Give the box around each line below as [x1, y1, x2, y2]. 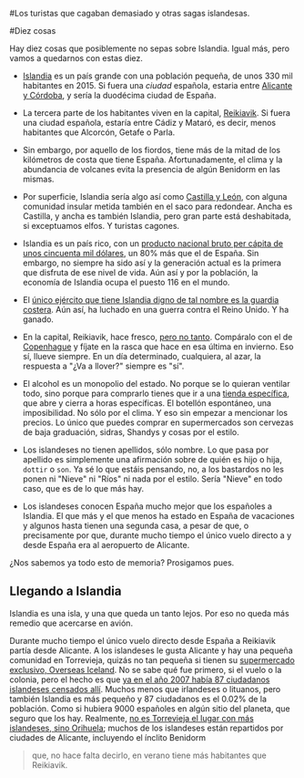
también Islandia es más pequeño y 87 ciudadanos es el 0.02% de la [9, 693, 267, 704]
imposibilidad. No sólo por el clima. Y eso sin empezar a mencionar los [22, 408, 289, 418]
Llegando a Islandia [9, 584, 122, 599]
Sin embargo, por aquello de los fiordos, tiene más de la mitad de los [22, 145, 280, 155]
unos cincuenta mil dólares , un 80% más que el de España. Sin [22, 248, 259, 258]
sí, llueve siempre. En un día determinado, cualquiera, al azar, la [22, 351, 261, 361]
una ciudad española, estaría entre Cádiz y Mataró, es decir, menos [22, 118, 276, 128]
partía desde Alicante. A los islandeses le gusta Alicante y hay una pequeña [9, 645, 293, 656]
